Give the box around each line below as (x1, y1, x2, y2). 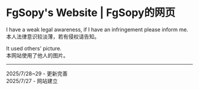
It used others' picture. (6, 44, 62, 52)
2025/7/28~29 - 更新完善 (6, 70, 68, 77)
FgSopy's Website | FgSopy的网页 (6, 6, 176, 20)
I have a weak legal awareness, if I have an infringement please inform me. (6, 25, 188, 33)
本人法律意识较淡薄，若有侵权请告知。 (6, 33, 99, 40)
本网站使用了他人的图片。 (6, 52, 69, 59)
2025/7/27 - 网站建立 (6, 77, 58, 84)
